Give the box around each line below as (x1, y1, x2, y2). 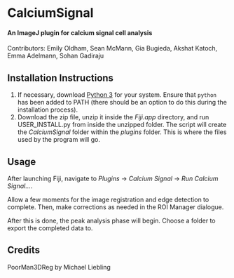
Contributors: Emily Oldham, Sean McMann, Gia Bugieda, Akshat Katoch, (7, 44, 218, 53)
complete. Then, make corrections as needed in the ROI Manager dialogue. (7, 203, 224, 211)
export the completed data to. (7, 224, 93, 232)
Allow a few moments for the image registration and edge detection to (7, 195, 209, 204)
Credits (7, 244, 41, 256)
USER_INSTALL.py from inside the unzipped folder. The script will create (17, 121, 227, 129)
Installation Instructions (7, 72, 114, 84)
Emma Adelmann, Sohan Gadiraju (7, 51, 104, 60)
